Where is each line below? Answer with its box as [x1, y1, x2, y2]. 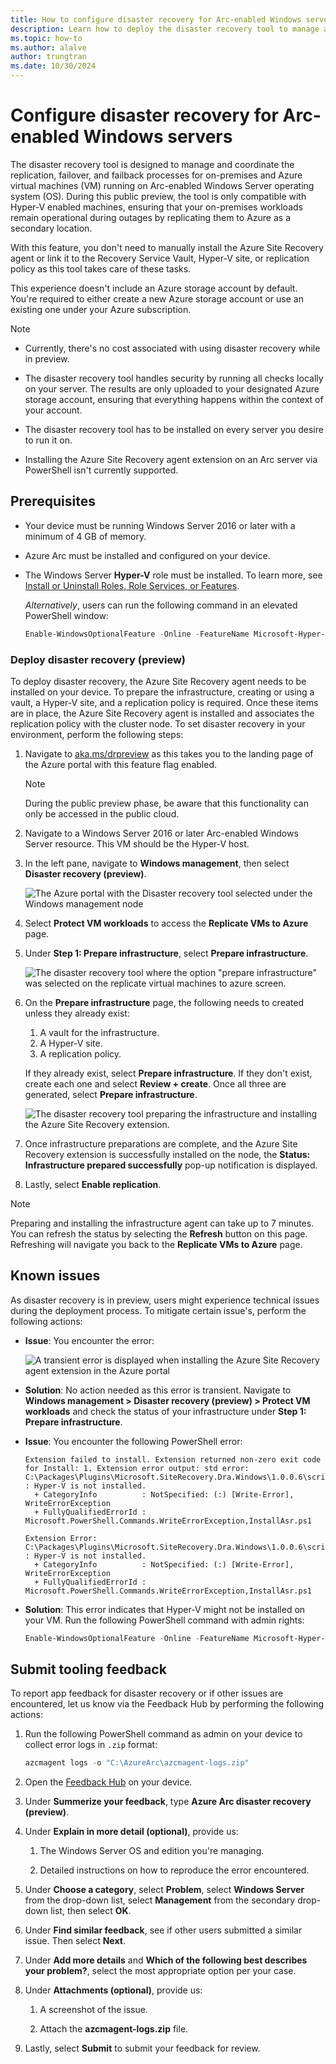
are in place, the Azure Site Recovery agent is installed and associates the [10, 707, 315, 719]
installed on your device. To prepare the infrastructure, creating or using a [10, 686, 315, 698]
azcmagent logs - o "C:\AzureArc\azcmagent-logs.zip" [24, 1758, 250, 1768]
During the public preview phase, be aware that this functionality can [24, 797, 309, 809]
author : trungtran [10, 52, 87, 62]
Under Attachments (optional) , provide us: [24, 1984, 203, 1996]
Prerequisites [10, 493, 96, 510]
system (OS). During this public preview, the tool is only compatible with [10, 190, 307, 202]
